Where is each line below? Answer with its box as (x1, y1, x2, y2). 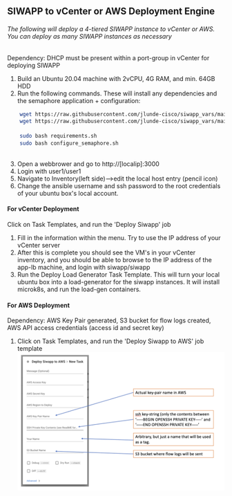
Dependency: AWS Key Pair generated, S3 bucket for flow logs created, (7, 316, 211, 324)
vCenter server (17, 241, 61, 250)
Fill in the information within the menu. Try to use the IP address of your (17, 234, 221, 242)
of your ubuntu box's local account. (17, 189, 119, 197)
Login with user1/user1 (17, 167, 81, 175)
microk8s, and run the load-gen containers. (17, 285, 142, 293)
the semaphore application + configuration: (17, 96, 141, 104)
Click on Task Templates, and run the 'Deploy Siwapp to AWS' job (17, 337, 204, 345)
